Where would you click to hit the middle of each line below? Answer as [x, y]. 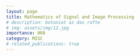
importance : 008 [26, 33]
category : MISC [24, 38]
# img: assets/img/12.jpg [37, 28]
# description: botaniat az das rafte [53, 22]
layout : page [22, 11]
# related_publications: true [43, 44]
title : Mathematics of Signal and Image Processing [70, 17]
